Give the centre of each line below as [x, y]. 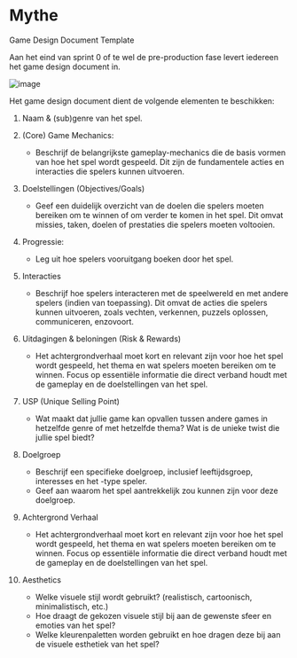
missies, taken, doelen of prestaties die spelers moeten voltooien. [155, 224]
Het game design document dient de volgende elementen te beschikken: [142, 101]
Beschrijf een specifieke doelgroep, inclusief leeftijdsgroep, [144, 472]
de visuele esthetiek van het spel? [97, 644]
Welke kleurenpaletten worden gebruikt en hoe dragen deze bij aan [158, 634]
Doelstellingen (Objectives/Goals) [83, 188]
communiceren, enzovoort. [85, 321]
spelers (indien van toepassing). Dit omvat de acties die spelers [151, 302]
